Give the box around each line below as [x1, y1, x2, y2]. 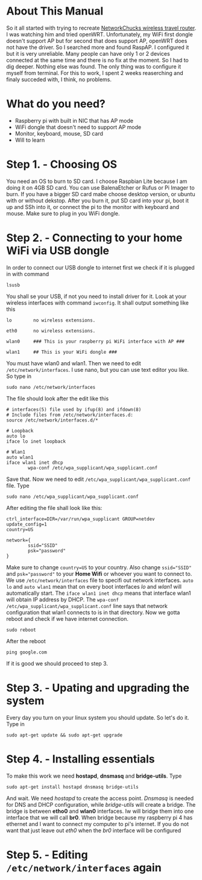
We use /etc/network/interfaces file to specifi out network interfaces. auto [6, 577, 194, 584]
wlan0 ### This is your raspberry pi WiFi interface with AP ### [6, 338, 185, 345]
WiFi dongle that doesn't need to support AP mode [14, 123, 142, 131]
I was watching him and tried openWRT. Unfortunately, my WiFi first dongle [6, 30, 193, 38]
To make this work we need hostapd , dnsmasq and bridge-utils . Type [6, 772, 182, 779]
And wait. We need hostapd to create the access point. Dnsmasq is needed [6, 795, 194, 802]
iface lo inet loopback [6, 438, 66, 445]
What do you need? [6, 97, 106, 111]
